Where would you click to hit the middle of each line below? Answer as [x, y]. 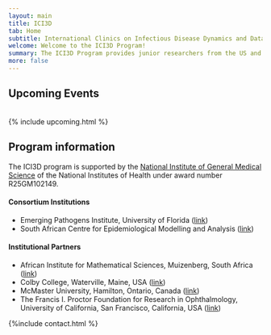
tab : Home [25, 31]
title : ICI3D [30, 23]
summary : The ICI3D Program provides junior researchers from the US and [135, 53]
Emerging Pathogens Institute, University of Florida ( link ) [114, 220]
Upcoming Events [54, 94]
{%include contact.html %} [53, 323]
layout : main [30, 16]
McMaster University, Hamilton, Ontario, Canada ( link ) [110, 291]
